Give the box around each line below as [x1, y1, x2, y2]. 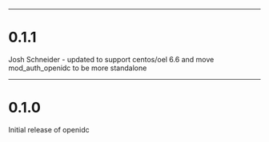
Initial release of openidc [8, 124, 90, 134]
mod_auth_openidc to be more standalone [8, 63, 147, 73]
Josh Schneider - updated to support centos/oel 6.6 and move [8, 54, 215, 64]
